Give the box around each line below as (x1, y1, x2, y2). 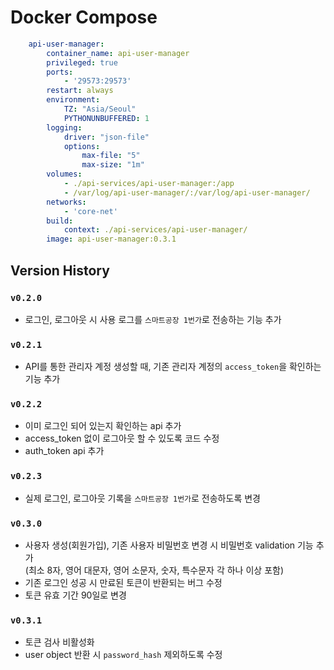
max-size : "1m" (81, 160, 145, 170)
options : (63, 141, 101, 151)
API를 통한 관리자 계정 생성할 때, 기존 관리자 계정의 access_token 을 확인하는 (24, 361, 322, 373)
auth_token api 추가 (24, 445, 105, 457)
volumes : (46, 169, 83, 180)
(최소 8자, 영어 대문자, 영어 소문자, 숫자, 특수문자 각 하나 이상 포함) (24, 564, 284, 576)
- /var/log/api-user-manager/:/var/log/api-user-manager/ (63, 187, 311, 198)
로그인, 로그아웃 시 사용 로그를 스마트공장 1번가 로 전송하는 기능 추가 (24, 313, 282, 325)
